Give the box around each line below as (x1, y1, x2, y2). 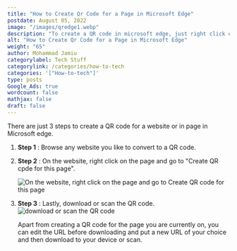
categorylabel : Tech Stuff (7, 57, 87, 64)
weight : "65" (7, 43, 46, 50)
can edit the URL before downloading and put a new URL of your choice (17, 228, 227, 236)
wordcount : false (7, 89, 59, 96)
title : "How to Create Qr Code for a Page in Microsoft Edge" (7, 10, 194, 18)
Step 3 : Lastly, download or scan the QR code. (17, 199, 155, 207)
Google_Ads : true (7, 83, 59, 90)
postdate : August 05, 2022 (7, 17, 87, 24)
